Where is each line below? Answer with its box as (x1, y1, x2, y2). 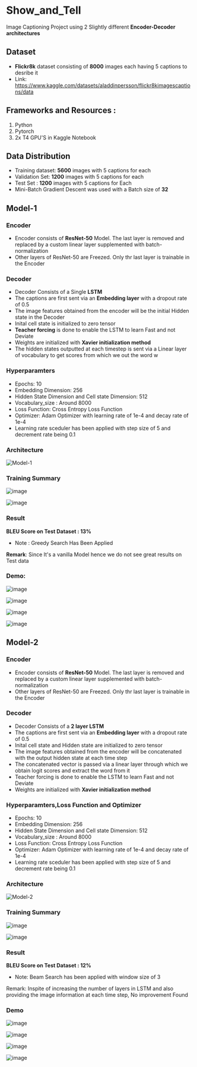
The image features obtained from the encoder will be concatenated (14, 747, 182, 755)
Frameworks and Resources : (6, 106, 116, 116)
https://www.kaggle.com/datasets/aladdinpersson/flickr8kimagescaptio (14, 82, 191, 89)
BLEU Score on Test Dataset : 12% (6, 962, 91, 969)
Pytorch (14, 128, 34, 135)
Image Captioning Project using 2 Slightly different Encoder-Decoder (6, 23, 176, 30)
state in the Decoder (14, 314, 65, 321)
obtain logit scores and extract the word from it (14, 767, 130, 774)
